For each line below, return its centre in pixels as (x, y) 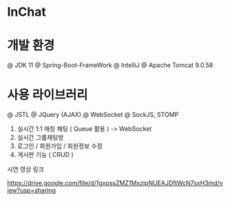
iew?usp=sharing (32, 191)
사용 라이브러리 (48, 95)
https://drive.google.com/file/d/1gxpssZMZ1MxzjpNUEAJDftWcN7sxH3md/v (115, 183)
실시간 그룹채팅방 (40, 138)
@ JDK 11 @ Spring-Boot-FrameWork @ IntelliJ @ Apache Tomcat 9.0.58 (110, 65)
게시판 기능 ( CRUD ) (45, 155)
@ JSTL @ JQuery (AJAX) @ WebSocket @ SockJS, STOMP (93, 115)
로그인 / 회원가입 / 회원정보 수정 (60, 146)
